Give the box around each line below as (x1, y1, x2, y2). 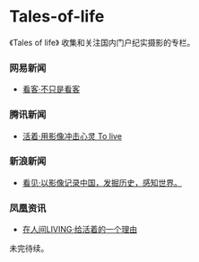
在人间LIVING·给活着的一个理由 (22, 224, 137, 235)
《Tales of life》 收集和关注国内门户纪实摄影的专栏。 (9, 37, 195, 48)
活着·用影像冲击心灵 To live (22, 130, 123, 141)
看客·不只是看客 (22, 83, 81, 95)
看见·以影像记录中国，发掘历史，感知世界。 (22, 177, 182, 188)
